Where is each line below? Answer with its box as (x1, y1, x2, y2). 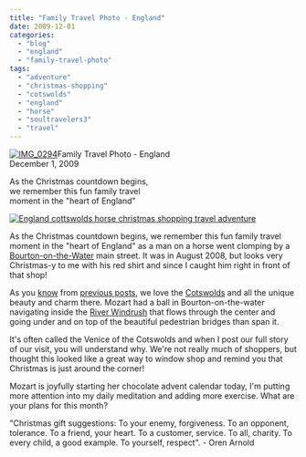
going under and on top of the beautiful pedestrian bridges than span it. (9, 317, 280, 327)
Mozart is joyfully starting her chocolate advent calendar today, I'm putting (9, 380, 290, 391)
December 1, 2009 (9, 159, 79, 169)
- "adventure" (17, 73, 71, 82)
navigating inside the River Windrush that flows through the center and (9, 306, 276, 317)
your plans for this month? (9, 400, 108, 410)
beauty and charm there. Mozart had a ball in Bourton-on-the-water (9, 297, 265, 307)
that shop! (9, 270, 47, 280)
